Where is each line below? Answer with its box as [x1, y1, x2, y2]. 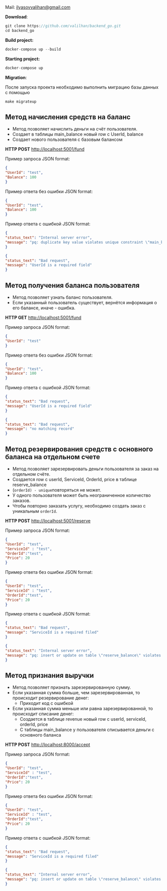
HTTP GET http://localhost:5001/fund [5, 315, 82, 320]
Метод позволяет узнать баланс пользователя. [12, 294, 113, 300]
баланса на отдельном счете [5, 453, 100, 461]
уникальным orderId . [12, 508, 57, 514]
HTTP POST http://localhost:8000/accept [5, 742, 90, 748]
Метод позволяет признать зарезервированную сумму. [12, 684, 131, 690]
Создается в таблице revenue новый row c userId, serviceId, [19, 716, 147, 722]
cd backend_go [5, 28, 35, 33]
